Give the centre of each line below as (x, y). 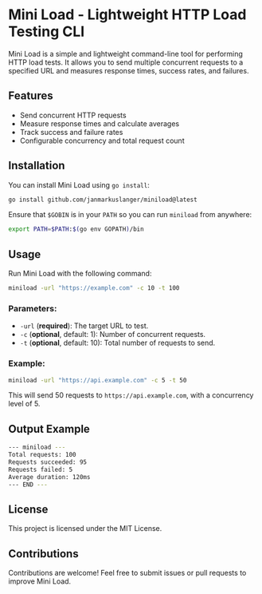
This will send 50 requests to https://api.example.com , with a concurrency (131, 395)
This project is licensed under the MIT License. (85, 529)
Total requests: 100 (43, 455)
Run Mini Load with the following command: (80, 274)
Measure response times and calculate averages (100, 123)
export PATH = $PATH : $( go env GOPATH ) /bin (76, 229)
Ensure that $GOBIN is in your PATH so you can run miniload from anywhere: (130, 215)
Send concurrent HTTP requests (73, 115)
